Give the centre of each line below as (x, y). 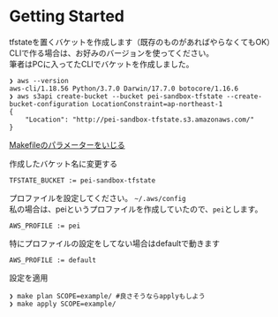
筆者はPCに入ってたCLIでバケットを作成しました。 (101, 64)
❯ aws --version (39, 81)
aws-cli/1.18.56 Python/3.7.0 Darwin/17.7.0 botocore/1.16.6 (124, 89)
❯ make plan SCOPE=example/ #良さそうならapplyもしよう (107, 296)
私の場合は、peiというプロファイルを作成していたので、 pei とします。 (136, 209)
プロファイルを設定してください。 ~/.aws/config (98, 197)
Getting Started (67, 16)
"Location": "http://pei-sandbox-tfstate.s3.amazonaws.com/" (139, 120)
